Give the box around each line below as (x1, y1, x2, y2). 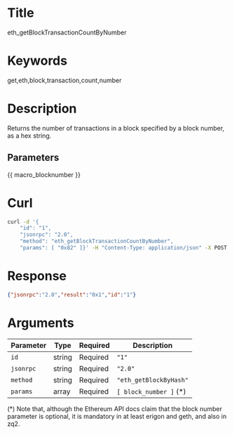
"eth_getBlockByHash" (116, 376, 189, 384)
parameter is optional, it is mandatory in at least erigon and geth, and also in (7, 412, 227, 420)
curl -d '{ (7, 218, 39, 226)
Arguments (7, 315, 75, 331)
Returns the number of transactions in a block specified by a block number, (7, 124, 225, 132)
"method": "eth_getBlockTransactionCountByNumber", (20, 238, 174, 245)
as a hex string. (7, 131, 52, 140)
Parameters (7, 152, 60, 164)
